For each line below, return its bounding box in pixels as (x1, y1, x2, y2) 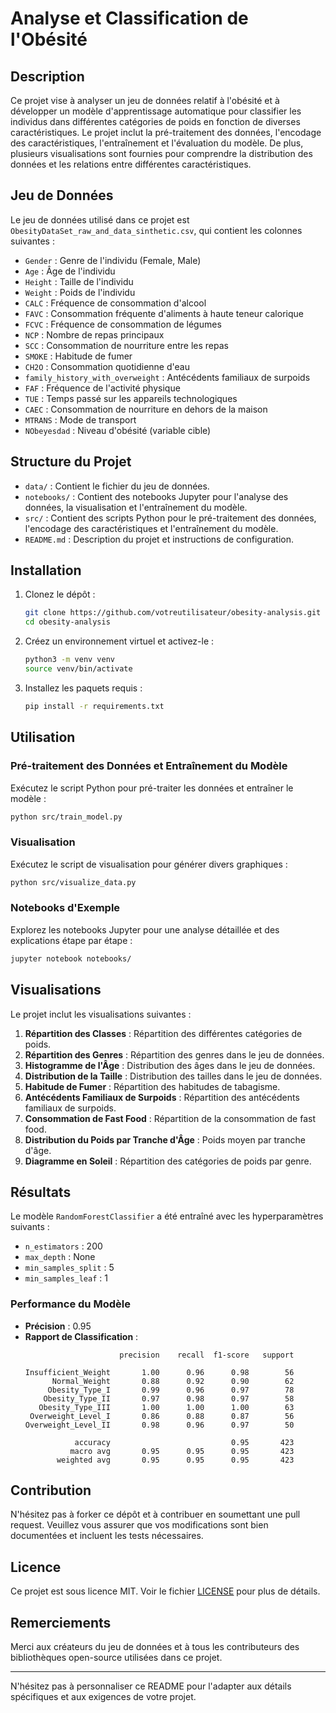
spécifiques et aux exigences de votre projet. (10, 1691, 197, 1703)
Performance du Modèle (10, 1297, 131, 1311)
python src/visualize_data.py (10, 877, 137, 887)
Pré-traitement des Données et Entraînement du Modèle (10, 759, 288, 773)
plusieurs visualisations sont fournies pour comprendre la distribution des (10, 148, 313, 159)
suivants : (10, 1221, 50, 1233)
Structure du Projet (10, 453, 132, 471)
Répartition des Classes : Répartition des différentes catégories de (24, 1027, 303, 1039)
